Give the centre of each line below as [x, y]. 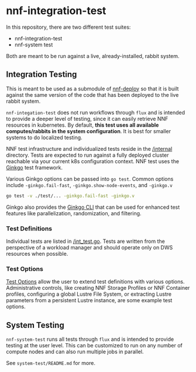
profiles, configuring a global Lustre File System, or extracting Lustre [89, 294]
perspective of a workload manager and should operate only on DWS [90, 247]
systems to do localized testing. [44, 137]
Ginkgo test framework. [35, 167]
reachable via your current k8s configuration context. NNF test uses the [93, 161]
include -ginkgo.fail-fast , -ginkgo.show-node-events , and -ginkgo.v [89, 185]
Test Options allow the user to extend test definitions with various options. [95, 282]
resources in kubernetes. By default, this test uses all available [82, 125]
